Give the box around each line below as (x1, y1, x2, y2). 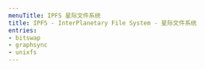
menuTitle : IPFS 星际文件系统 (8, 11, 101, 20)
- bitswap (8, 33, 41, 42)
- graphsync (8, 41, 48, 49)
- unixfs (8, 48, 37, 56)
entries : (8, 26, 37, 34)
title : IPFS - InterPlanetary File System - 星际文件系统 (8, 19, 197, 27)
